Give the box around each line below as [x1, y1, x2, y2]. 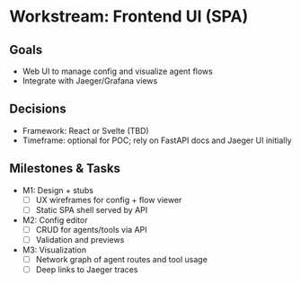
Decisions [9, 102, 66, 117]
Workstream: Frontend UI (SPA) [9, 6, 249, 27]
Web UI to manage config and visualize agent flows [22, 66, 213, 76]
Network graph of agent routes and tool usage [35, 253, 208, 264]
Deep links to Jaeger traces [35, 263, 138, 275]
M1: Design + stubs [22, 184, 94, 195]
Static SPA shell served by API [35, 204, 148, 215]
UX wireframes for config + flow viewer [35, 194, 182, 205]
